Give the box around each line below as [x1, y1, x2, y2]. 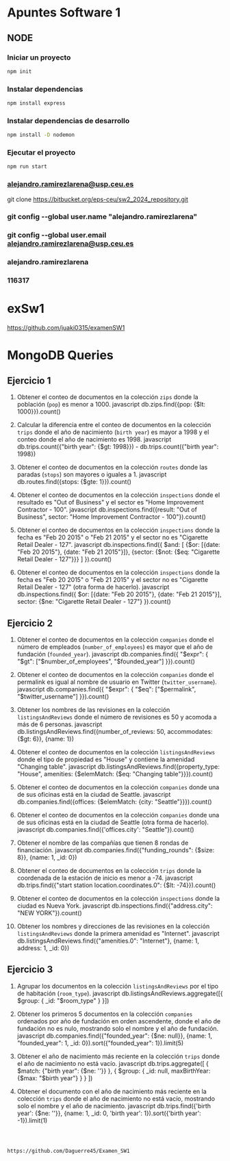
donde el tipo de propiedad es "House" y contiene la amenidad [16, 755, 195, 763]
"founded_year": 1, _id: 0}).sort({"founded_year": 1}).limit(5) [16, 1038, 184, 1047]
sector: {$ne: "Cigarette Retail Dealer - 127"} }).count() [16, 598, 171, 606]
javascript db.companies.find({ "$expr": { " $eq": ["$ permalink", [16, 685, 196, 693]
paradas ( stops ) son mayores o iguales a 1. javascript [16, 470, 167, 479]
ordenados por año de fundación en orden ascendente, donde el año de [16, 1017, 221, 1025]
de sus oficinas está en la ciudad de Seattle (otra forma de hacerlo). [16, 818, 209, 826]
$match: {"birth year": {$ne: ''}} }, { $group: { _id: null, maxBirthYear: [16, 1067, 211, 1075]
